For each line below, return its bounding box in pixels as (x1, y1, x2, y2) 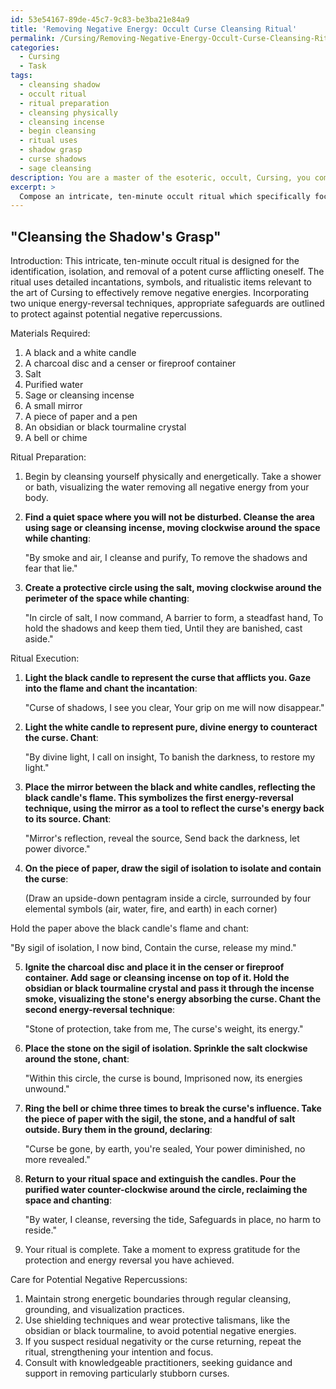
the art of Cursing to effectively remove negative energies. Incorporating (10, 287, 309, 299)
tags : (10, 71, 33, 81)
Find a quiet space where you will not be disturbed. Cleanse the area (24, 511, 315, 523)
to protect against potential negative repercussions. (10, 308, 223, 320)
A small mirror (24, 400, 83, 412)
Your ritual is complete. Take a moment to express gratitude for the (24, 1244, 301, 1256)
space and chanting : (24, 1194, 112, 1206)
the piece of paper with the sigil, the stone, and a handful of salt (24, 1113, 296, 1125)
